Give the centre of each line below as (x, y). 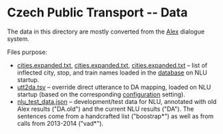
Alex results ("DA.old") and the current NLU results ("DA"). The (105, 109)
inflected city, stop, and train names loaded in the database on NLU (112, 72)
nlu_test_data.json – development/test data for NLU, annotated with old (117, 101)
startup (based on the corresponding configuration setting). (101, 94)
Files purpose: (27, 52)
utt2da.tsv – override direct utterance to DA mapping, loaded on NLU (114, 87)
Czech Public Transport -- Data (97, 13)
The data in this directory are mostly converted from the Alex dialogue (106, 31)
